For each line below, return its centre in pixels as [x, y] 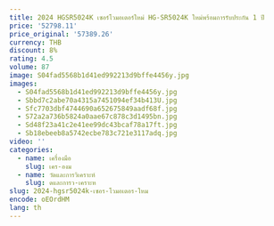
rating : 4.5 [31, 59]
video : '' [28, 141]
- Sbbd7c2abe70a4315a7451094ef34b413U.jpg [97, 100]
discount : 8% [33, 51]
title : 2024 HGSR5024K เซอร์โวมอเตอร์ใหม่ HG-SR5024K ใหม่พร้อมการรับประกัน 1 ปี [137, 17]
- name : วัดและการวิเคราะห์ [56, 174]
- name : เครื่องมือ [44, 158]
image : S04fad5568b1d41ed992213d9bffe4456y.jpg [100, 76]
